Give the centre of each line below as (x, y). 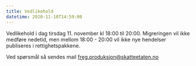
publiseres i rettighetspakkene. (43, 45)
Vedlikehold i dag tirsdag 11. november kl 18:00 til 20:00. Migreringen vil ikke (98, 33)
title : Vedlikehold (30, 11)
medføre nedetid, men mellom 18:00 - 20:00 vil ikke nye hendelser (86, 39)
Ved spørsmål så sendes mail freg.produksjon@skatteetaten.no (82, 57)
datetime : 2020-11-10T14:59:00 (44, 17)
